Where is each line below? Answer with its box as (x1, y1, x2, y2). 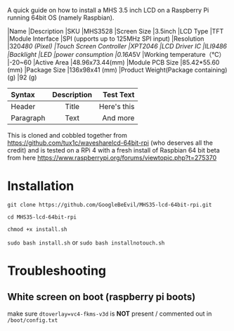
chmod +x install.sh (7, 226, 68, 233)
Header (11, 102, 36, 111)
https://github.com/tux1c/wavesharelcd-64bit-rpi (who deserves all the (7, 138, 213, 147)
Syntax (11, 90, 35, 99)
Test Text (103, 90, 135, 99)
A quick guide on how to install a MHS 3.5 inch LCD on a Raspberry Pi (7, 6, 209, 14)
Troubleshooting (7, 263, 107, 279)
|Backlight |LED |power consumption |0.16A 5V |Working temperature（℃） (7, 51, 226, 58)
